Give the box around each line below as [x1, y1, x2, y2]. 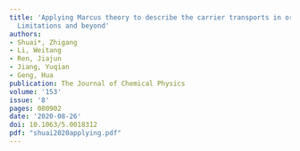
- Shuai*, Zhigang [9, 37, 78, 47]
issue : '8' [9, 95, 50, 105]
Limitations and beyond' [17, 21, 110, 30]
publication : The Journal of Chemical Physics [9, 79, 186, 88]
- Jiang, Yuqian [9, 63, 70, 72]
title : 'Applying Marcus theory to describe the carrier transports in [9, 12, 281, 22]
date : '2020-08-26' [9, 112, 82, 121]
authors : [9, 29, 42, 38]
